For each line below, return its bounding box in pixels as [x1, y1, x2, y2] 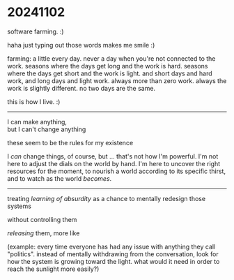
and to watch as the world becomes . [7, 174, 112, 182]
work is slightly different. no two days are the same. [7, 84, 155, 92]
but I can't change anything [7, 125, 86, 133]
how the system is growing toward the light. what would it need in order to [7, 257, 220, 265]
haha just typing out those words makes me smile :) [7, 40, 155, 49]
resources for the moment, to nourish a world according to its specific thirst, [7, 167, 226, 175]
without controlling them [7, 215, 77, 223]
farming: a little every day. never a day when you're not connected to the [7, 54, 216, 63]
